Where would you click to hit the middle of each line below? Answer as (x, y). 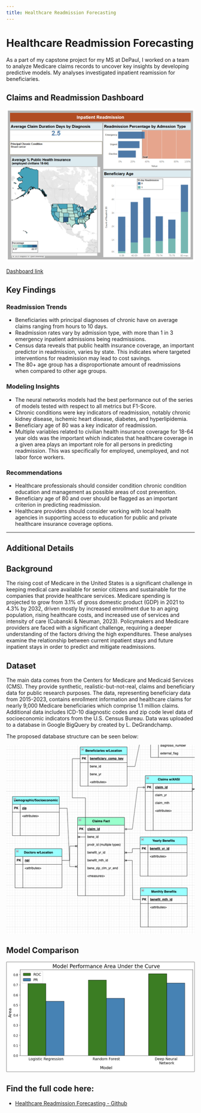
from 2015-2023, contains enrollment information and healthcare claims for (99, 699)
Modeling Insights (33, 387)
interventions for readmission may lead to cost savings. (83, 358)
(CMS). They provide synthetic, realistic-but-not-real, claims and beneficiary (100, 687)
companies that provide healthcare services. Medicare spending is (88, 596)
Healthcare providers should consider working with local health (93, 511)
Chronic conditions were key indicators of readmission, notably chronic (103, 412)
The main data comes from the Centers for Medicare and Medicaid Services (100, 680)
